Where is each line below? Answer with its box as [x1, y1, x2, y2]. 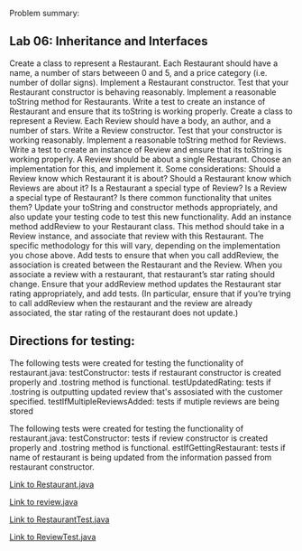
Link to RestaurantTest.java [9, 514, 110, 525]
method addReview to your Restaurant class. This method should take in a [9, 220, 285, 231]
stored [9, 406, 33, 416]
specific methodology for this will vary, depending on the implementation [9, 239, 281, 251]
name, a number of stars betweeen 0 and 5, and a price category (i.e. [9, 67, 268, 78]
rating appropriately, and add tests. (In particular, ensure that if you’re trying [9, 288, 291, 299]
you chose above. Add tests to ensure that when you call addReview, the [9, 249, 279, 260]
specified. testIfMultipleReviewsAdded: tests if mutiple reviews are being [9, 396, 279, 406]
